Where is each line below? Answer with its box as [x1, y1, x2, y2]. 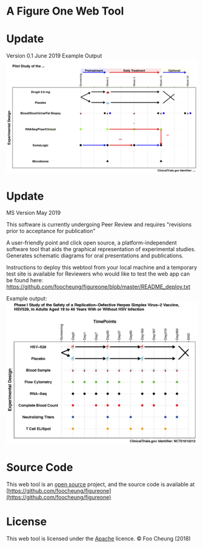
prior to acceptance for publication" [6, 228, 96, 235]
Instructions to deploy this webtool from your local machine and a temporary [6, 264, 198, 271]
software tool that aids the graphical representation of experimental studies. [6, 246, 196, 253]
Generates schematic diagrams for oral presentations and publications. [6, 252, 184, 259]
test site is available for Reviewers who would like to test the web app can [6, 270, 190, 277]
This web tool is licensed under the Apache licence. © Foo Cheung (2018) [6, 535, 191, 543]
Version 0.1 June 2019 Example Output [6, 52, 102, 59]
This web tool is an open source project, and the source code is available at [6, 481, 195, 488]
